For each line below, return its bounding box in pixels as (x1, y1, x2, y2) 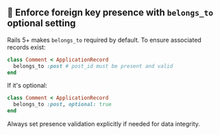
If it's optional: (7, 82, 48, 90)
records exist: (7, 42, 46, 51)
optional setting (7, 18, 76, 29)
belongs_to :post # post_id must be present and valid (13, 62, 173, 69)
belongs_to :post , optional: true (13, 101, 112, 108)
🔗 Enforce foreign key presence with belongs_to (7, 7, 214, 19)
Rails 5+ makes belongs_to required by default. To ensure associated (7, 36, 202, 44)
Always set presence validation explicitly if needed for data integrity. (7, 120, 201, 128)
